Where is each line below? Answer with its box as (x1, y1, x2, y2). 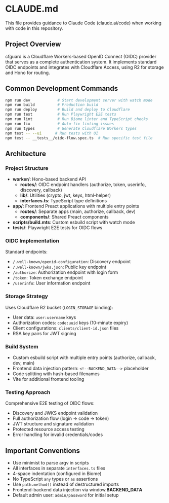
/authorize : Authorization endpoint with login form (12, 269, 118, 275)
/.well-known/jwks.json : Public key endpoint (12, 264, 107, 270)
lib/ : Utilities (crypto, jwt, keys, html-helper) (20, 192, 111, 198)
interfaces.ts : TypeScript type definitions (20, 198, 107, 204)
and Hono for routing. (5, 69, 50, 76)
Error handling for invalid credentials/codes (12, 432, 103, 438)
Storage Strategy (5, 293, 48, 300)
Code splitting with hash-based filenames (12, 371, 100, 377)
